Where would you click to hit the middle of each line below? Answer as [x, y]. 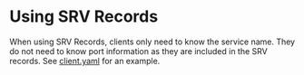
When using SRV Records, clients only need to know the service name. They [152, 42]
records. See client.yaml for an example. [85, 61]
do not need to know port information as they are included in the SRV [138, 51]
